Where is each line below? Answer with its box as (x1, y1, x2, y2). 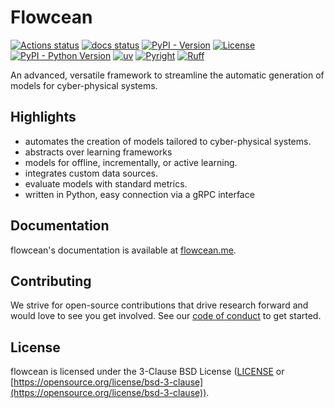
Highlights (10, 109, 77, 126)
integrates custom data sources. (24, 167, 158, 179)
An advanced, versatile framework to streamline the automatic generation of (10, 69, 325, 81)
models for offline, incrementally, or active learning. (24, 156, 238, 168)
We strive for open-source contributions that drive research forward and (10, 299, 309, 311)
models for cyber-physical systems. (10, 79, 158, 91)
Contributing (10, 272, 92, 290)
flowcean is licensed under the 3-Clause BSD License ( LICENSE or (10, 366, 285, 378)
